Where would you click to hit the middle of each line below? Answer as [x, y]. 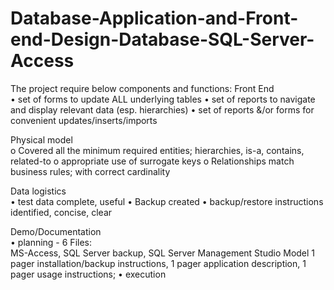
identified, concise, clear [61, 212]
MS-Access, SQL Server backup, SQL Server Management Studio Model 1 [163, 253]
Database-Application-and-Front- [154, 18]
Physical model [41, 139]
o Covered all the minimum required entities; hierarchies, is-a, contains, [157, 150]
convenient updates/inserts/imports [84, 120]
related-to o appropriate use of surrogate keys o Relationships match [152, 161]
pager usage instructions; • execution [88, 274]
